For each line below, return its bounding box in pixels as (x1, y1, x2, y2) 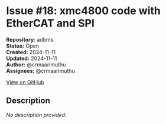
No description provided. (6, 111, 67, 118)
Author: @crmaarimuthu (6, 61, 66, 68)
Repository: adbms (6, 36, 54, 43)
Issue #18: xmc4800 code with (6, 4, 161, 18)
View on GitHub (6, 78, 44, 86)
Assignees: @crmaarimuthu (6, 67, 75, 74)
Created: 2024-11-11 (6, 48, 56, 55)
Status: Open (6, 42, 40, 49)
